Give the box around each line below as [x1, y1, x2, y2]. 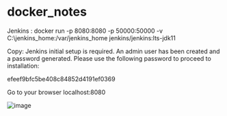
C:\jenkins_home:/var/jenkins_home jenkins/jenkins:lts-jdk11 [7, 33, 176, 42]
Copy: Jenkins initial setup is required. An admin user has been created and [7, 47, 220, 55]
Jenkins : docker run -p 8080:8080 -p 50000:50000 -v [7, 27, 163, 35]
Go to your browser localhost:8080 [7, 88, 106, 96]
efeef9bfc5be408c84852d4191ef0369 [7, 74, 116, 83]
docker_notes [7, 4, 88, 20]
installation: [7, 61, 40, 70]
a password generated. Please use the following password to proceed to [7, 54, 212, 62]
